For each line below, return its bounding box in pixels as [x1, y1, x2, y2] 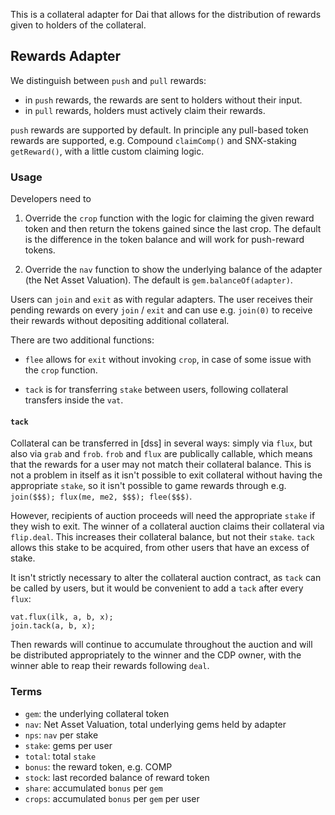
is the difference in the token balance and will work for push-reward [24, 234, 305, 246]
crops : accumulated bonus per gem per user [24, 792, 200, 804]
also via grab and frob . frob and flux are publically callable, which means [10, 448, 313, 460]
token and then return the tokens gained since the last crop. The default [24, 223, 322, 235]
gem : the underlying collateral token [24, 707, 170, 719]
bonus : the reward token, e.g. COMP [24, 760, 173, 773]
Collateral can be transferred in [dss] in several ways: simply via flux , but [10, 437, 313, 449]
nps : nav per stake [24, 729, 99, 741]
